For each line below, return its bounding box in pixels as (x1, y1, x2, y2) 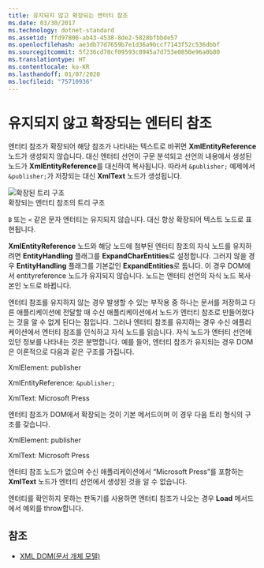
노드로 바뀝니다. (22, 281, 72, 291)
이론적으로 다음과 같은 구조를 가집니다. (16, 347, 135, 356)
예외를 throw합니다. (22, 503, 84, 513)
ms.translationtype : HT (8, 56, 87, 64)
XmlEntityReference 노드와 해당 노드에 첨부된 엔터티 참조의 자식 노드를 (8, 242, 231, 251)
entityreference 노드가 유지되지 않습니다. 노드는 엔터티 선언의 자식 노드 (16, 271, 236, 280)
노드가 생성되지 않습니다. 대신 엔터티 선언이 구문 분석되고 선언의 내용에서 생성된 (8, 152, 252, 161)
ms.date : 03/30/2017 (8, 19, 76, 27)
